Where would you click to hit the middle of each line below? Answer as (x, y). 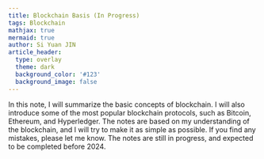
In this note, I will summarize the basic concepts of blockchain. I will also (127, 104)
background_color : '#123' (58, 74)
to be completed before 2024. (57, 146)
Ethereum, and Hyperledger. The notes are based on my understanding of (129, 121)
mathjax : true (32, 30)
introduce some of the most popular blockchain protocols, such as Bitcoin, (130, 112)
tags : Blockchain (37, 23)
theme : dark (35, 67)
